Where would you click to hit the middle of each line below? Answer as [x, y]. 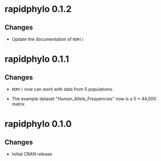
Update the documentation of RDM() [48, 39]
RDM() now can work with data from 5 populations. [63, 89]
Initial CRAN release [32, 154]
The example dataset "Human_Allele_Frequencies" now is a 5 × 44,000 [84, 99]
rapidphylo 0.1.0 [38, 124]
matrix [18, 104]
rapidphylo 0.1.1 [37, 59]
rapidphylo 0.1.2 [38, 9]
